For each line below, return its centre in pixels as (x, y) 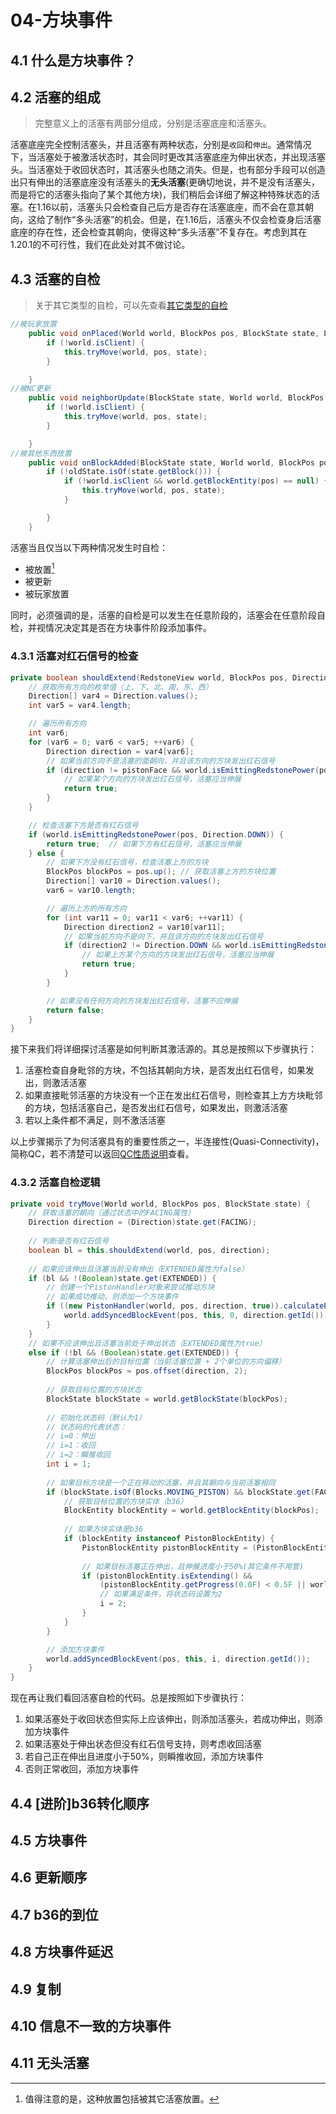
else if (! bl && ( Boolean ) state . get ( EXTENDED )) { (134, 1352)
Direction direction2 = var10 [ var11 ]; (144, 927)
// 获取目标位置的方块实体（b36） (125, 1501)
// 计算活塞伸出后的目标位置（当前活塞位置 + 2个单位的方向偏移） (166, 1362)
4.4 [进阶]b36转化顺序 (80, 1803)
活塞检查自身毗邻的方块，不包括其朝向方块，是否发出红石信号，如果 (165, 1070)
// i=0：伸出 (71, 1436)
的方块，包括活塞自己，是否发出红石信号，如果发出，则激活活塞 (156, 1108)
